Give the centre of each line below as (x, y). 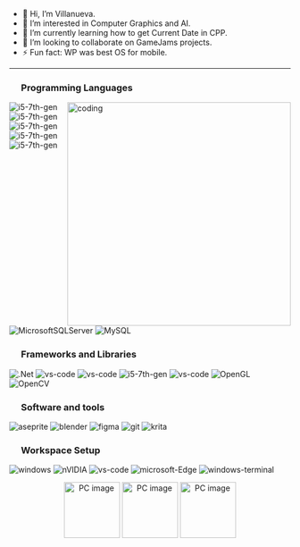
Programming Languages (77, 88)
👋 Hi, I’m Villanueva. (58, 14)
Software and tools (63, 407)
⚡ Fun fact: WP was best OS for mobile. (95, 52)
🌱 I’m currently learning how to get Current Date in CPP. (125, 33)
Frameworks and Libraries (79, 355)
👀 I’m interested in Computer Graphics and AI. (106, 23)
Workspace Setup (61, 450)
